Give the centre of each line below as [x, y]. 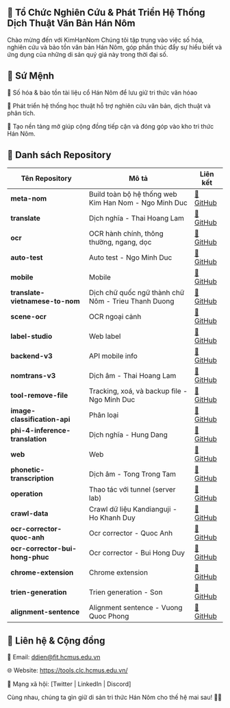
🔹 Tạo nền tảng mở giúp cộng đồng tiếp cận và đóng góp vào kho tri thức [111, 126]
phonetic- [28, 470]
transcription [32, 479]
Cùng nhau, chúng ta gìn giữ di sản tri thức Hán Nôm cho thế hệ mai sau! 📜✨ [115, 697]
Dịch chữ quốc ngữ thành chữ [137, 293]
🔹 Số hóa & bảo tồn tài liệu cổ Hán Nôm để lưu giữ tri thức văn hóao [102, 92]
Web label [105, 336]
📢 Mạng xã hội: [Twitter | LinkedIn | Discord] [69, 684]
